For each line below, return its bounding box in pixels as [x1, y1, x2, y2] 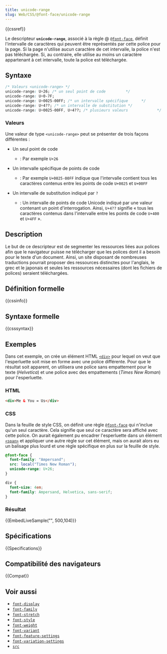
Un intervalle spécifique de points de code [12, 165, 100, 171]
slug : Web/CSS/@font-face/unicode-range [5, 12, 91, 17]
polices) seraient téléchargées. [5, 270, 69, 276]
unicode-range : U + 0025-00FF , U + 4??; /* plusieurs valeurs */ [5, 108, 162, 113]
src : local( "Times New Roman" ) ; [9, 462, 77, 467]
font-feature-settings [12, 633, 60, 638]
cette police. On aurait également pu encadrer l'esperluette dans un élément [5, 432, 162, 438]
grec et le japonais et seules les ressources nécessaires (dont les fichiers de [5, 265, 162, 271]
